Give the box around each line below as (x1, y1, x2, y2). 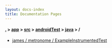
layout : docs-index (5, 7, 45, 12)
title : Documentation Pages (5, 12, 62, 16)
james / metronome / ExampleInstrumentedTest (12, 37, 108, 43)
